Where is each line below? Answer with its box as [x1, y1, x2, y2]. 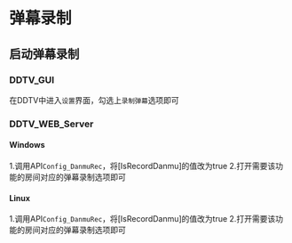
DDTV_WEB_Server [9, 117, 94, 130]
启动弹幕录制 [9, 46, 80, 61]
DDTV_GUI [9, 73, 55, 85]
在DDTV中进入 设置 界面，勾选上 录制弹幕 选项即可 [9, 94, 179, 105]
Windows [9, 140, 45, 150]
